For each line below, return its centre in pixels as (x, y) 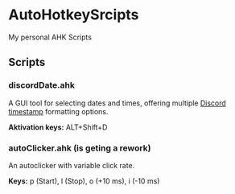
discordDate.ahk (41, 85)
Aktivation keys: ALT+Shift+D (58, 127)
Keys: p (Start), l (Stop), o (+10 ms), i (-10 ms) (84, 181)
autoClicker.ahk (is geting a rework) (80, 148)
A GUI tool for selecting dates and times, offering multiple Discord (117, 103)
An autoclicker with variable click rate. (72, 165)
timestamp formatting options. (58, 111)
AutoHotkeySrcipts (74, 15)
